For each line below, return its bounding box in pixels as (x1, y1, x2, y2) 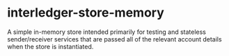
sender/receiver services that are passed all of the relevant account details (7, 35, 222, 43)
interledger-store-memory (7, 5, 165, 21)
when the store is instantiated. (7, 42, 94, 50)
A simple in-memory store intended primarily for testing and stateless (7, 28, 207, 36)
